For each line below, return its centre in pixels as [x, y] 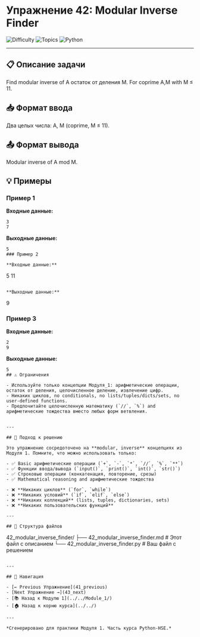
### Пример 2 [22, 254]
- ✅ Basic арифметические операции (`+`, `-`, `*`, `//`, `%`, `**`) [95, 464]
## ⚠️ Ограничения [28, 375]
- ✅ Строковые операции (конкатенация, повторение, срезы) [81, 474]
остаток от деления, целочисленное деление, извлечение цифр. [85, 391]
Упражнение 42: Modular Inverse [92, 10]
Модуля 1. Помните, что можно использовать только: [71, 453]
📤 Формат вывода [43, 145]
